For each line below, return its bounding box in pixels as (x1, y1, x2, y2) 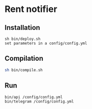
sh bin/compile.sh (4, 67, 43, 73)
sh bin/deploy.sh (4, 36, 41, 41)
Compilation (4, 54, 43, 63)
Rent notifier (4, 3, 58, 15)
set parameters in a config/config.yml (4, 41, 88, 46)
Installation (4, 23, 40, 32)
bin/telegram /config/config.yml (4, 99, 74, 104)
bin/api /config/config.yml (4, 95, 63, 100)
